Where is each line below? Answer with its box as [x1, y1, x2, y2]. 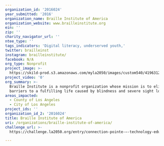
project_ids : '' [5, 107, 38, 112]
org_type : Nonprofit [5, 61, 47, 66]
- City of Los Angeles [9, 102, 56, 107]
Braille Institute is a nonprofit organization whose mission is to [9, 84, 152, 89]
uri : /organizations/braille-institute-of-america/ [5, 120, 112, 125]
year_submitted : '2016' [5, 12, 54, 17]
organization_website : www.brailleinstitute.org [5, 20, 106, 26]
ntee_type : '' [5, 39, 34, 44]
